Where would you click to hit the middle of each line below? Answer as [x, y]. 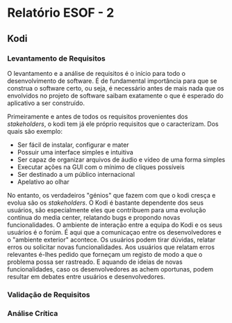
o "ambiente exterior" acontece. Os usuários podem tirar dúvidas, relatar [111, 239]
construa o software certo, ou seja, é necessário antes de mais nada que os [116, 88]
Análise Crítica [33, 313]
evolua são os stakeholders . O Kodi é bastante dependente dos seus [105, 203]
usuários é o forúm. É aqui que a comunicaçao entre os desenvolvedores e [114, 232]
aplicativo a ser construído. [46, 103]
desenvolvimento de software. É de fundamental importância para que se [112, 81]
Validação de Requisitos [49, 294]
